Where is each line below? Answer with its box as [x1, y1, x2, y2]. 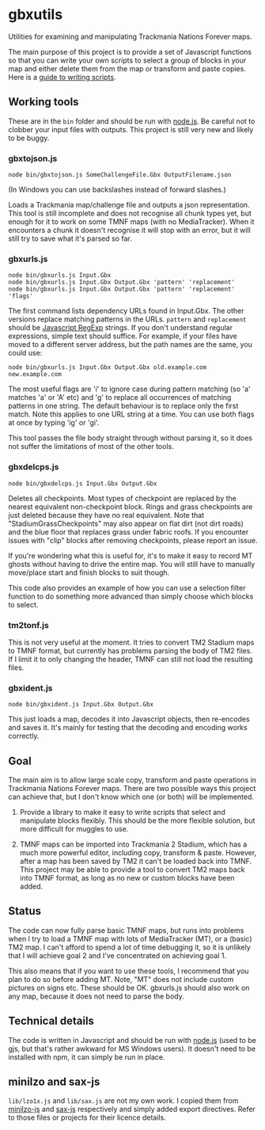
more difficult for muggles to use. [19, 824, 129, 834]
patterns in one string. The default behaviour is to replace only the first [8, 401, 239, 411]
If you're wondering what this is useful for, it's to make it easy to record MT [8, 550, 253, 560]
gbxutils [8, 6, 63, 24]
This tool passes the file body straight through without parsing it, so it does [8, 433, 253, 443]
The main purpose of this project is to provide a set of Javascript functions [8, 47, 252, 56]
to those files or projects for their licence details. [8, 1113, 166, 1122]
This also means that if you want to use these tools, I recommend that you [8, 966, 249, 976]
